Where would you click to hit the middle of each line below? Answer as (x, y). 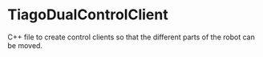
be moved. (25, 45)
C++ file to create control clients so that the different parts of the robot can (131, 37)
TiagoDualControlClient (88, 15)
